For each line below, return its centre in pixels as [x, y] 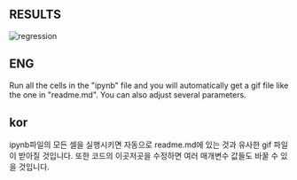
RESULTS [35, 15]
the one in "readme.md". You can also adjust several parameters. [128, 94]
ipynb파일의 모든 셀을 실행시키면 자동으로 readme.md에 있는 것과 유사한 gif [141, 145]
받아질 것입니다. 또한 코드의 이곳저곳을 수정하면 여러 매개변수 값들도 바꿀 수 [148, 156]
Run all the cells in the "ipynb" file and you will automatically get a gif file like [149, 85]
